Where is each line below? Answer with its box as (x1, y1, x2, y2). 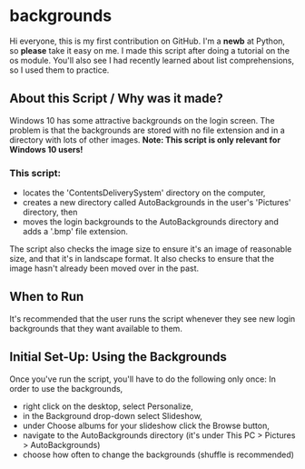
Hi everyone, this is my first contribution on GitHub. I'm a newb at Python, (9, 35, 286, 46)
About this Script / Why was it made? (9, 91, 224, 106)
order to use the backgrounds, (9, 383, 123, 394)
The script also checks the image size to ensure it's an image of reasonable (9, 244, 292, 254)
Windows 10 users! (9, 144, 84, 155)
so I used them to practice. (9, 65, 110, 75)
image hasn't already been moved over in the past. (9, 263, 200, 274)
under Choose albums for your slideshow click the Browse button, (22, 420, 270, 431)
